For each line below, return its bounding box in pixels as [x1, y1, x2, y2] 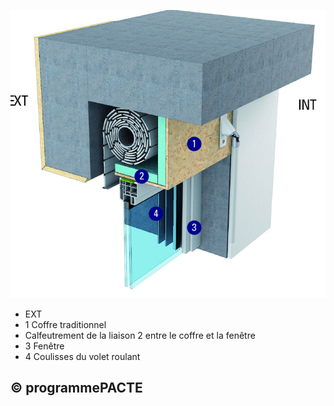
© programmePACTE [10, 380, 143, 397]
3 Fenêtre [24, 340, 65, 352]
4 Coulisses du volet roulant [24, 351, 141, 363]
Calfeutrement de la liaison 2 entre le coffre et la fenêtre [24, 330, 256, 342]
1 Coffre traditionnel [24, 319, 107, 331]
